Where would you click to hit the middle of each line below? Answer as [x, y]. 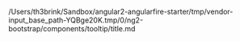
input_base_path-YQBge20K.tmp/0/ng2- [76, 20]
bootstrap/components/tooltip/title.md [72, 29]
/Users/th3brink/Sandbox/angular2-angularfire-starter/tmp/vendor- [121, 12]
